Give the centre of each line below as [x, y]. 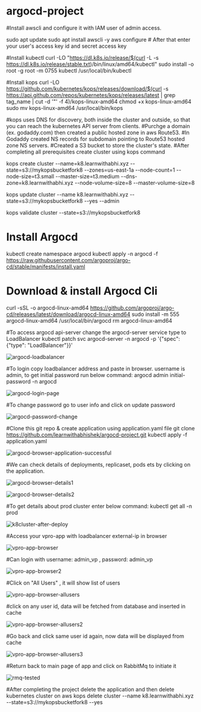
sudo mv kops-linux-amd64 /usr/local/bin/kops [65, 108]
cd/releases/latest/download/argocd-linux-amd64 [68, 314]
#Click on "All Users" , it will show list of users [63, 583]
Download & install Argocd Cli [82, 291]
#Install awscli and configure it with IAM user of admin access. [84, 28]
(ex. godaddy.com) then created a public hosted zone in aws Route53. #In [98, 132]
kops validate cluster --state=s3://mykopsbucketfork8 [73, 212]
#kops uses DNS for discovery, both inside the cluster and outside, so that [98, 120]
